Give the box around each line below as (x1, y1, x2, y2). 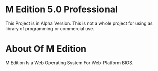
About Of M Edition (5, 43, 87, 55)
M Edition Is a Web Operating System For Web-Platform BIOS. (5, 59, 134, 66)
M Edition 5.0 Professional (5, 4, 118, 15)
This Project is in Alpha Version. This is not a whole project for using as (5, 20, 153, 26)
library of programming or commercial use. (5, 25, 94, 31)
